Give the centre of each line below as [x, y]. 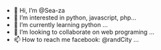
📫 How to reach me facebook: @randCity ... [76, 40]
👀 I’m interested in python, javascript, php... [75, 18]
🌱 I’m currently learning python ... [61, 25]
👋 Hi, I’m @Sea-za [39, 10]
